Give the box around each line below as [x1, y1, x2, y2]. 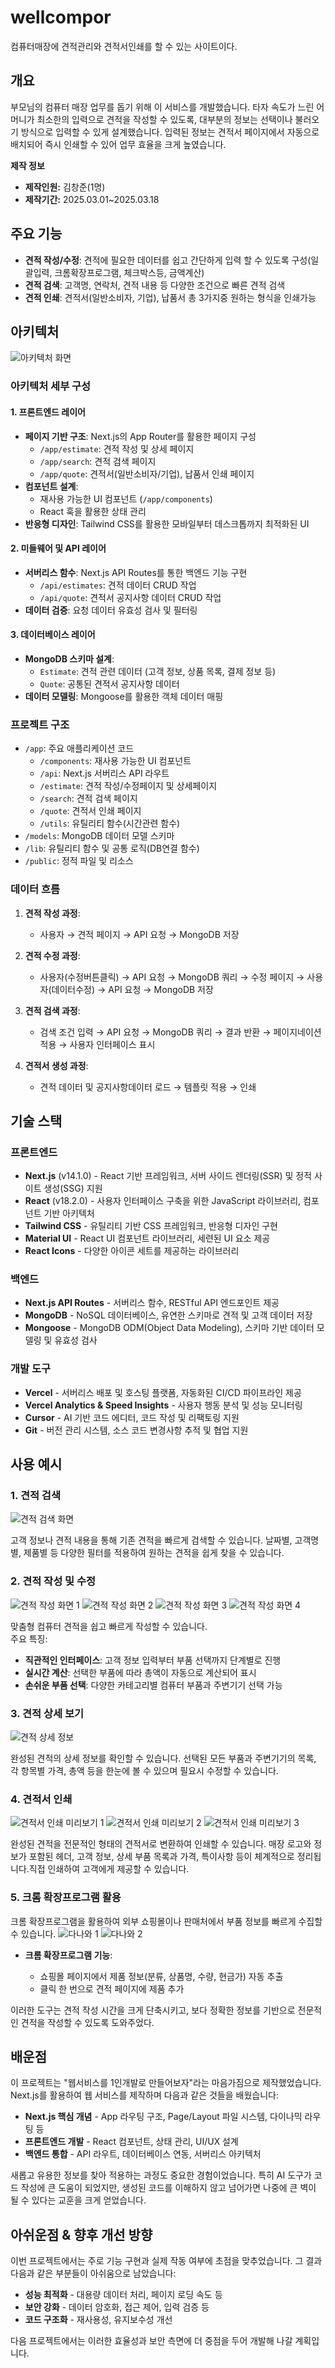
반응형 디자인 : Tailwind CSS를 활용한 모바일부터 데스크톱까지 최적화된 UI [24, 517, 310, 530]
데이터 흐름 [10, 882, 61, 896]
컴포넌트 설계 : [24, 480, 79, 492]
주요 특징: [10, 1632, 48, 1645]
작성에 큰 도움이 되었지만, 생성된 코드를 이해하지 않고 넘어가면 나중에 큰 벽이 [20, 2182, 317, 2194]
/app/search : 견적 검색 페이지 [39, 455, 157, 467]
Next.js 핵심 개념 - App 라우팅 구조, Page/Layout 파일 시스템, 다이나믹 [24, 2111, 303, 2123]
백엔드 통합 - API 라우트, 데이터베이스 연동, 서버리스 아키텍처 [24, 2148, 262, 2160]
